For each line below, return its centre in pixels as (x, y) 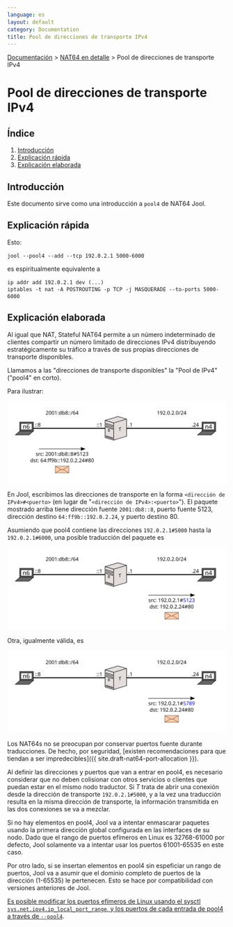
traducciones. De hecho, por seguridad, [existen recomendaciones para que (116, 751)
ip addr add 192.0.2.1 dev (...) (56, 282)
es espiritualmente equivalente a (54, 269)
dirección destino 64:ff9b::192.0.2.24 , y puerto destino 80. (93, 516)
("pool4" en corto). (34, 377)
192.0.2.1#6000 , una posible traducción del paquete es (86, 537)
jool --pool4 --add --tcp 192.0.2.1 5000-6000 (76, 256)
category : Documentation (43, 29)
